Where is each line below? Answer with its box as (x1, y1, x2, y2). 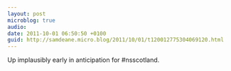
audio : (7, 23, 27, 30)
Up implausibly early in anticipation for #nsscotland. (7, 56, 160, 64)
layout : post (7, 10, 46, 18)
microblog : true (7, 17, 55, 24)
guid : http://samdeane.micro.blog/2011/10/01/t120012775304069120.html (7, 37, 224, 44)
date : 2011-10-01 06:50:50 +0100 (7, 30, 107, 37)
